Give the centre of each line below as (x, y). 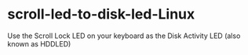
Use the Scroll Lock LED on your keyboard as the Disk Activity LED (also (124, 36)
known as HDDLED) (39, 43)
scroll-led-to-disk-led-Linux (101, 14)
